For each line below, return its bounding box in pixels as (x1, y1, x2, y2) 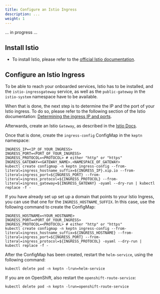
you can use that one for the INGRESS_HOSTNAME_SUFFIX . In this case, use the (5, 199, 155, 205)
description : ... (5, 12, 40, 17)
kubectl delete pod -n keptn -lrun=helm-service (5, 266, 105, 271)
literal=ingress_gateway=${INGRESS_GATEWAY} (5, 181, 96, 186)
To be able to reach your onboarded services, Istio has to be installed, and (5, 84, 154, 89)
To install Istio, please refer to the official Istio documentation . (12, 56, 136, 62)
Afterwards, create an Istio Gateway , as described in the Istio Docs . (5, 123, 137, 129)
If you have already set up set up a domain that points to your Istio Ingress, (5, 194, 154, 199)
